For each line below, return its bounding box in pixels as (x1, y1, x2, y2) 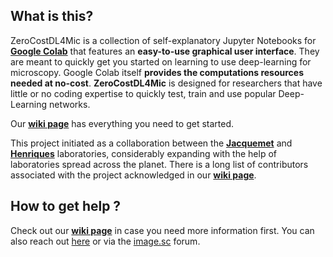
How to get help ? (10, 198, 122, 215)
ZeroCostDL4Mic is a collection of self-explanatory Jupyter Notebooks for (10, 34, 317, 46)
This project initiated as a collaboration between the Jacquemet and (10, 137, 293, 149)
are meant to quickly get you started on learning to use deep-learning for (10, 55, 312, 68)
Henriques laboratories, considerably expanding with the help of (10, 147, 277, 159)
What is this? (10, 8, 94, 25)
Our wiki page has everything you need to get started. (10, 117, 235, 129)
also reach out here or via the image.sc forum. (10, 235, 201, 247)
